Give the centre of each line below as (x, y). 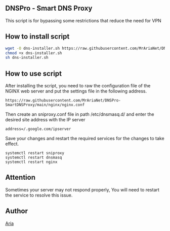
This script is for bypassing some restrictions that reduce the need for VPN (83, 20)
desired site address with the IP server (45, 120)
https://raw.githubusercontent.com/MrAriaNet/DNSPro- (63, 101)
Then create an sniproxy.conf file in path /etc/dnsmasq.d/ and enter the (80, 114)
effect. (12, 144)
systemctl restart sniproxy (35, 153)
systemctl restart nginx (31, 162)
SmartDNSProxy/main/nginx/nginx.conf (45, 105)
